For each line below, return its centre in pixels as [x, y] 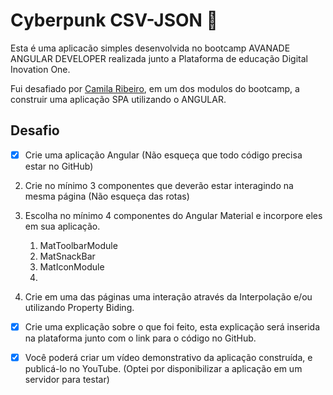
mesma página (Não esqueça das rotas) [107, 196]
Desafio [35, 130]
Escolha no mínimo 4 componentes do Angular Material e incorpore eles [173, 215]
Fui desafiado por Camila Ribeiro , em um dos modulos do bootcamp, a [155, 88]
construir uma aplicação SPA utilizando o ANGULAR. [118, 99]
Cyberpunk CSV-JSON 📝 [114, 20]
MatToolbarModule [78, 245]
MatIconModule [72, 266]
